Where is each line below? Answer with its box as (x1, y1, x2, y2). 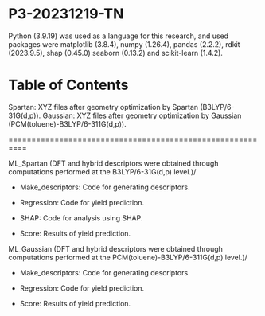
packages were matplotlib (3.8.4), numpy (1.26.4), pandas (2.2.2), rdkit (8, 39, 240, 49)
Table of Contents (8, 76, 129, 94)
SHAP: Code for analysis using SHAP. (19, 213, 143, 223)
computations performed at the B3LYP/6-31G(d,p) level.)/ (8, 166, 197, 176)
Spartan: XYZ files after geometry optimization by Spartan (8, 102, 199, 111)
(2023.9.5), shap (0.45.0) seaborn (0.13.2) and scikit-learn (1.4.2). (8, 48, 223, 57)
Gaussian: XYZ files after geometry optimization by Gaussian (42, 111, 242, 120)
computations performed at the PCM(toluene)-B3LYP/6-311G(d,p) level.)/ (8, 252, 248, 262)
